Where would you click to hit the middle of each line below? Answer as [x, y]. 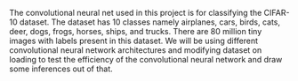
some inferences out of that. [61, 69]
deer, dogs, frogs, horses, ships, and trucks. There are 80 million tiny [136, 31]
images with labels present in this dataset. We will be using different [134, 40]
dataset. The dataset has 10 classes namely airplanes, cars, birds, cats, [149, 22]
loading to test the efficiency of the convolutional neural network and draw [146, 59]
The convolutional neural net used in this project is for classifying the [136, 13]
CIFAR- [277, 13]
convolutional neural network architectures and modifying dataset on [136, 50]
